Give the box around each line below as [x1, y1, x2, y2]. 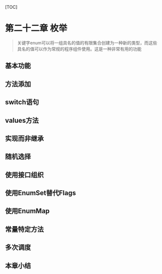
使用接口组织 [5, 171, 44, 179]
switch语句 [5, 98, 39, 107]
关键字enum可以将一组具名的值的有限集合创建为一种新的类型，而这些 [17, 40, 158, 46]
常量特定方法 [5, 225, 44, 233]
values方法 [5, 116, 39, 124]
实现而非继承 [5, 134, 44, 142]
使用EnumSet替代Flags [5, 189, 76, 197]
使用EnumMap [5, 207, 50, 215]
